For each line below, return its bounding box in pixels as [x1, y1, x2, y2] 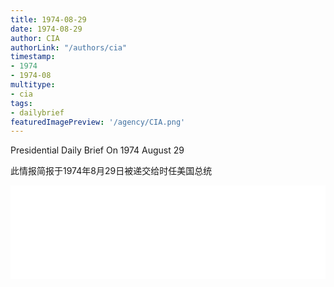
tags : [10, 98, 33, 108]
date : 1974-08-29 [10, 24, 83, 34]
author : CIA [10, 33, 60, 43]
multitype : [10, 80, 56, 90]
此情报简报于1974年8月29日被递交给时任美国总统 [10, 165, 213, 177]
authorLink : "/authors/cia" [10, 42, 128, 53]
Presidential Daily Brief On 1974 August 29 [10, 144, 185, 156]
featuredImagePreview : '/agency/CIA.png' [10, 117, 186, 127]
